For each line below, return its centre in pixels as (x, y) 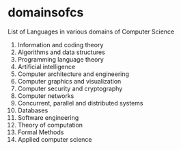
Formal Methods (41, 132)
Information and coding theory (60, 45)
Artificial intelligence (46, 66)
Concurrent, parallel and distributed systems (80, 103)
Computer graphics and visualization (69, 81)
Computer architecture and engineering (73, 74)
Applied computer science (55, 139)
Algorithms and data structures (61, 52)
